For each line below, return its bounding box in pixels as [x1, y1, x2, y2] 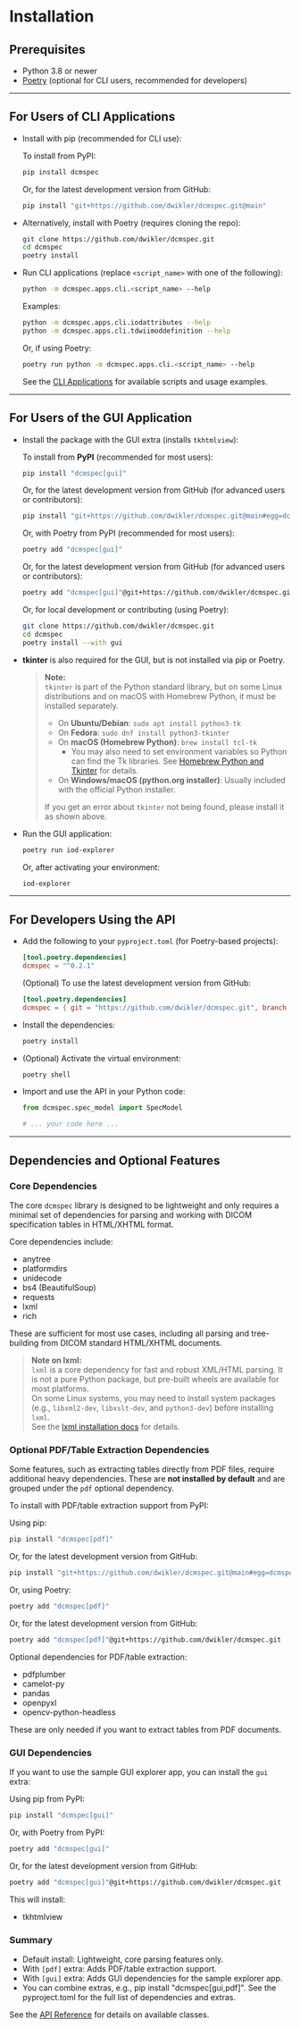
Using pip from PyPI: [9, 1793, 85, 1804]
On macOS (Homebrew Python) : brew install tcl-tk [57, 736, 257, 748]
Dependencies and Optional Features [9, 1153, 221, 1168]
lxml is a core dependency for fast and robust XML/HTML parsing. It [30, 1364, 283, 1374]
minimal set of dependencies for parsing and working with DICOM [9, 1209, 253, 1220]
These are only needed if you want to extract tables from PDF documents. [9, 1724, 282, 1735]
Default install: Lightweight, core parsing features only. [21, 1954, 224, 1965]
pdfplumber [21, 1669, 66, 1679]
